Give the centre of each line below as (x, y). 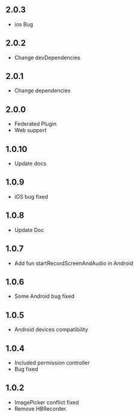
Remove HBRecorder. (40, 409)
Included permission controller (52, 363)
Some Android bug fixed (44, 296)
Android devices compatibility (51, 330)
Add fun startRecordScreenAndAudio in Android (73, 263)
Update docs (30, 163)
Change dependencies (42, 91)
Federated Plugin (35, 124)
